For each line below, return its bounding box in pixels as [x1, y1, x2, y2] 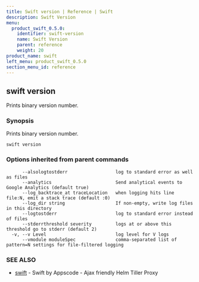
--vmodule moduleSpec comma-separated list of [21, 236, 178, 243]
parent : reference [17, 42, 63, 48]
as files [6, 174, 28, 180]
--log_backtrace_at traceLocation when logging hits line [21, 190, 175, 196]
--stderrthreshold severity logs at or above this [21, 221, 172, 227]
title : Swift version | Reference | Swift [6, 8, 113, 15]
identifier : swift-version [17, 31, 84, 37]
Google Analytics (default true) [6, 184, 89, 190]
